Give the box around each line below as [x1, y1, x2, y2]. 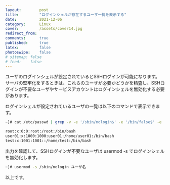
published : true [5, 40, 49, 45]
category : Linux [5, 21, 51, 27]
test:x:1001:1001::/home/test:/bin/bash [5, 138, 92, 143]
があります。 [5, 92, 32, 99]
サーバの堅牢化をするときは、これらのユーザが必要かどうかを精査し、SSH [5, 80, 160, 86]
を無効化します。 [5, 154, 40, 160]
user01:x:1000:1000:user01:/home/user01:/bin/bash [5, 133, 114, 138]
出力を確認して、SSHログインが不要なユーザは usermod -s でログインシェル [5, 148, 165, 154]
